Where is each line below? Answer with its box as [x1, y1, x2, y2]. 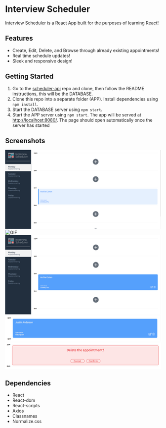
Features [5, 34, 33, 43]
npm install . [12, 101, 39, 107]
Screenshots [5, 136, 45, 145]
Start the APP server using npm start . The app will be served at [12, 111, 142, 117]
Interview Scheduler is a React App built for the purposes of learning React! [5, 20, 159, 26]
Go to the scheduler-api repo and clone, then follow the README [12, 85, 145, 91]
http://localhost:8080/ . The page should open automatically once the [12, 117, 153, 123]
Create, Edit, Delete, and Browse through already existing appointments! [12, 47, 160, 53]
